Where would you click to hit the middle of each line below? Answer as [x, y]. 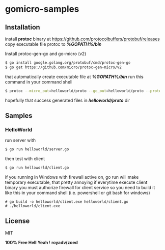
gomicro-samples [42, 9]
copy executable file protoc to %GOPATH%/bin [53, 44]
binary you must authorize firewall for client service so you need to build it [80, 188]
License [17, 221]
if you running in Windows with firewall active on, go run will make [72, 177]
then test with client [25, 159]
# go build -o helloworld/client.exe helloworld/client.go [67, 202]
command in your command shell [39, 82]
